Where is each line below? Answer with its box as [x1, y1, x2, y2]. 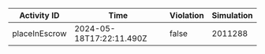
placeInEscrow [12, 28, 67, 38]
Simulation [211, 10, 253, 20]
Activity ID [19, 10, 60, 20]
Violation [169, 10, 205, 20]
